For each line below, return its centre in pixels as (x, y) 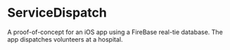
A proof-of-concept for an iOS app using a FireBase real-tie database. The (115, 32)
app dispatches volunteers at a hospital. (65, 39)
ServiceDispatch (57, 13)
